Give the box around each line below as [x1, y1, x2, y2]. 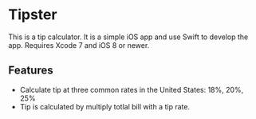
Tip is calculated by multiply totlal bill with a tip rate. [19, 101, 190, 111]
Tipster [8, 6, 57, 24]
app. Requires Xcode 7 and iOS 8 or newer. [8, 40, 150, 50]
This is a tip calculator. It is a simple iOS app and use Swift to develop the [8, 32, 249, 42]
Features [8, 64, 53, 77]
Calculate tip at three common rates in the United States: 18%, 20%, [19, 85, 244, 94]
